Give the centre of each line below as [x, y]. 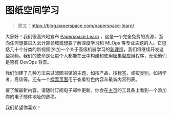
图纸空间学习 [33, 10]
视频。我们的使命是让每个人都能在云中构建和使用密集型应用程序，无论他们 [88, 55]
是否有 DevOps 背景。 [29, 62]
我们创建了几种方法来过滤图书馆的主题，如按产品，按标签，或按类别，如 [81, 73]
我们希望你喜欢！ [23, 107]
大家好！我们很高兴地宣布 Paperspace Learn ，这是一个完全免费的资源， [82, 36]
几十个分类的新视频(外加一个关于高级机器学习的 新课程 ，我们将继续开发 [84, 49]
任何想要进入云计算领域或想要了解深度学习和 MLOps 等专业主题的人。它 [86, 43]
